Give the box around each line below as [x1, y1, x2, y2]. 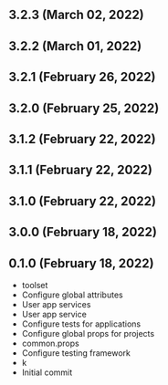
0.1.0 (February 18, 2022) [8, 255, 154, 271]
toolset [21, 279, 48, 290]
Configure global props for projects [21, 328, 155, 338]
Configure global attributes [21, 289, 124, 300]
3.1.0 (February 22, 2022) [8, 193, 157, 209]
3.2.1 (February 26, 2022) [8, 69, 156, 85]
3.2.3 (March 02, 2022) [8, 7, 145, 23]
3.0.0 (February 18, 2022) [8, 224, 157, 240]
